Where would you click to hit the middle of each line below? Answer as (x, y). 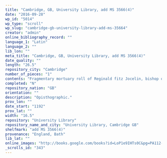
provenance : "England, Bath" (35, 134)
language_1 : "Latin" (27, 42)
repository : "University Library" (41, 120)
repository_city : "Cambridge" (37, 70)
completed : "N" (21, 83)
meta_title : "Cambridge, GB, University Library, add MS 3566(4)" (75, 56)
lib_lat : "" (17, 139)
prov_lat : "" (19, 111)
